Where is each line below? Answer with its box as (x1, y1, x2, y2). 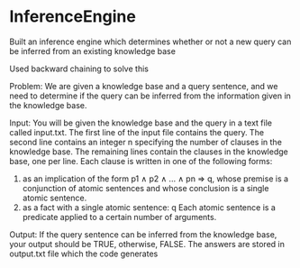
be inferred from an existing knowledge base (9, 45, 176, 56)
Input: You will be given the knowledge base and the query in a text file (9, 117, 273, 128)
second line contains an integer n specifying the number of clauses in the (9, 136, 282, 147)
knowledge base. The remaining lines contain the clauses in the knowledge (9, 146, 288, 157)
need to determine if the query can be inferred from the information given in (9, 90, 291, 101)
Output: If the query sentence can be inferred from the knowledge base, (9, 228, 277, 240)
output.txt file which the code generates (9, 248, 159, 259)
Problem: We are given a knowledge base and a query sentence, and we (9, 80, 278, 91)
